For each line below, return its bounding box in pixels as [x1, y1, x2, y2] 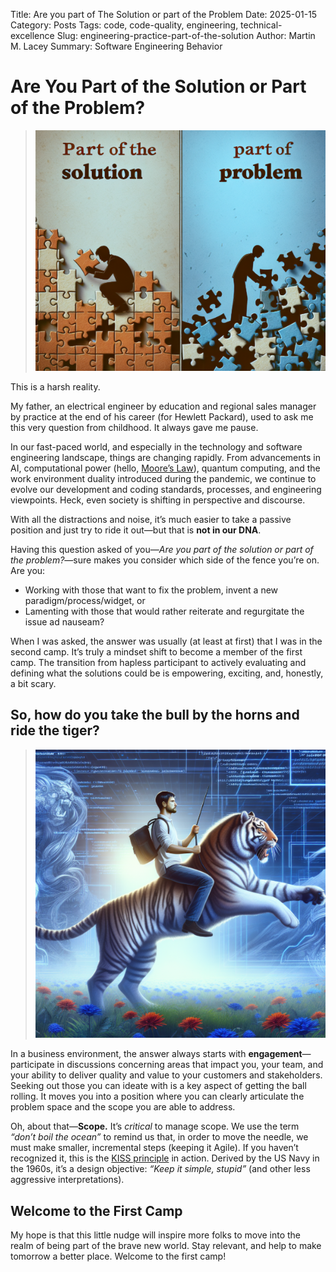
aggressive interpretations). [10, 1174, 125, 1186]
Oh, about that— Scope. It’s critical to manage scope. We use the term [10, 1120, 300, 1133]
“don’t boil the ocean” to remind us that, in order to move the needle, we [10, 1131, 309, 1143]
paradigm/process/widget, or [24, 594, 146, 606]
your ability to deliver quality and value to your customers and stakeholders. [10, 1069, 323, 1081]
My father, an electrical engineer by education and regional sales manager [10, 400, 317, 412]
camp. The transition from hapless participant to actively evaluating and [10, 656, 307, 668]
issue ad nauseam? [24, 615, 105, 628]
